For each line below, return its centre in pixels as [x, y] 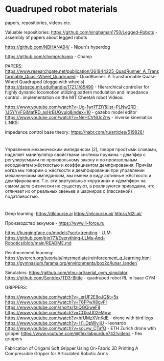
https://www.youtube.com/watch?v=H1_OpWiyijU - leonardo [66, 323]
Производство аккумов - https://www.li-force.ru [55, 223]
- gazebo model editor [114, 112]
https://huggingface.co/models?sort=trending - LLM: [59, 233]
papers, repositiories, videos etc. [38, 23]
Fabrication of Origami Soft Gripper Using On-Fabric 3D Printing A [72, 348]
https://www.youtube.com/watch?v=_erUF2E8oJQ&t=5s [62, 297]
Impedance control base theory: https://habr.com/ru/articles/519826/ [75, 132]
